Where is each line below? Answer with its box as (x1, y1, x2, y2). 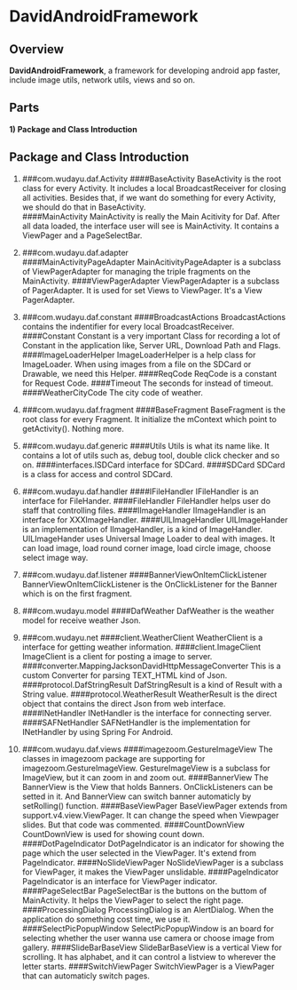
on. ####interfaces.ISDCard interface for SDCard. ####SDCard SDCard (21, 459, 285, 470)
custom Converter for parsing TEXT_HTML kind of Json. (21, 669, 228, 681)
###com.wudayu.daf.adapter (21, 247, 129, 258)
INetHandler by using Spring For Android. (21, 726, 174, 737)
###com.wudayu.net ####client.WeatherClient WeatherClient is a (21, 632, 263, 643)
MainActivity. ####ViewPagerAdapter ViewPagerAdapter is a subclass (21, 275, 280, 286)
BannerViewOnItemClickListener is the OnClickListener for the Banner (21, 579, 277, 589)
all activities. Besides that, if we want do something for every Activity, (21, 192, 277, 203)
